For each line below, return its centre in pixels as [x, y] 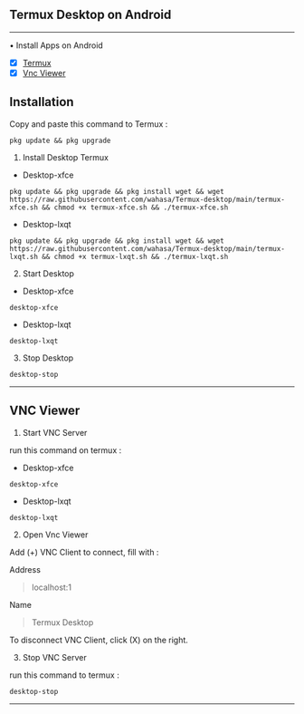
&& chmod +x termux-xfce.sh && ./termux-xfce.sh [135, 207]
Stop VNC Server [55, 657]
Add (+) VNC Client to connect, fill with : [84, 552]
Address [25, 569]
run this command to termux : [64, 675]
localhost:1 [52, 587]
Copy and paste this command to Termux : [89, 124]
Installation [42, 102]
